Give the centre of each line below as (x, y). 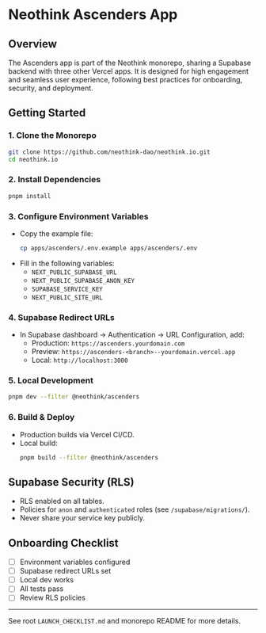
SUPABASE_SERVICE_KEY (67, 289)
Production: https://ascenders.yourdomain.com (108, 343)
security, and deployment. (51, 88)
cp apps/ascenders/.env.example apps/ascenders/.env (108, 248)
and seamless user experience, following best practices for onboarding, (125, 80)
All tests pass (42, 589)
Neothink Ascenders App (93, 15)
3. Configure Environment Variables (78, 216)
